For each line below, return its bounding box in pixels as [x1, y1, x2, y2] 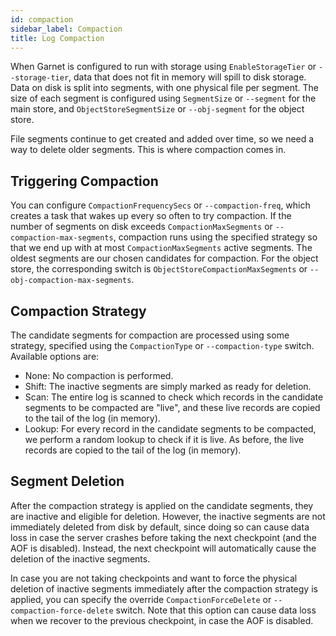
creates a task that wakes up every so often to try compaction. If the [10, 210, 292, 222]
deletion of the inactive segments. [10, 552, 151, 565]
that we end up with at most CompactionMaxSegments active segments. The [10, 242, 313, 254]
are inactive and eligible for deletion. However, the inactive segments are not [10, 510, 326, 522]
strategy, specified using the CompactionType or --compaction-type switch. [10, 340, 315, 351]
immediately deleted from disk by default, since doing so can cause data [10, 521, 310, 533]
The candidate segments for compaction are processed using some [10, 329, 290, 341]
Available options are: [10, 351, 100, 362]
